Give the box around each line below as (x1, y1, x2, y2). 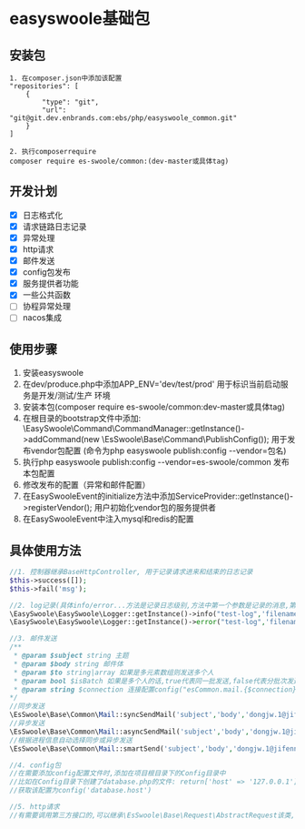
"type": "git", (42, 97, 100, 106)
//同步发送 (9, 702, 45, 711)
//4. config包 (9, 761, 62, 770)
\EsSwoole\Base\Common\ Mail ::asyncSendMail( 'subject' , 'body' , (9, 727, 250, 736)
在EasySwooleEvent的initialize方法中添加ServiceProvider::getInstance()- (22, 490, 294, 501)
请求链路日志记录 (22, 220, 87, 232)
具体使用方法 (9, 542, 82, 558)
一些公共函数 (22, 289, 71, 300)
